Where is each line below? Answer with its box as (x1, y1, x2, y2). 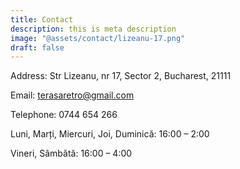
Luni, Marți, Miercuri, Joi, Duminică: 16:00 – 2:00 (10, 128, 210, 140)
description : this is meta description (10, 24, 177, 34)
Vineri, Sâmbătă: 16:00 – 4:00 (10, 147, 133, 160)
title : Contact (10, 14, 74, 25)
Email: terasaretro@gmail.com (10, 89, 135, 101)
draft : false (10, 42, 65, 53)
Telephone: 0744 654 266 (10, 109, 118, 121)
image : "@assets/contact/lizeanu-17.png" (10, 33, 186, 43)
